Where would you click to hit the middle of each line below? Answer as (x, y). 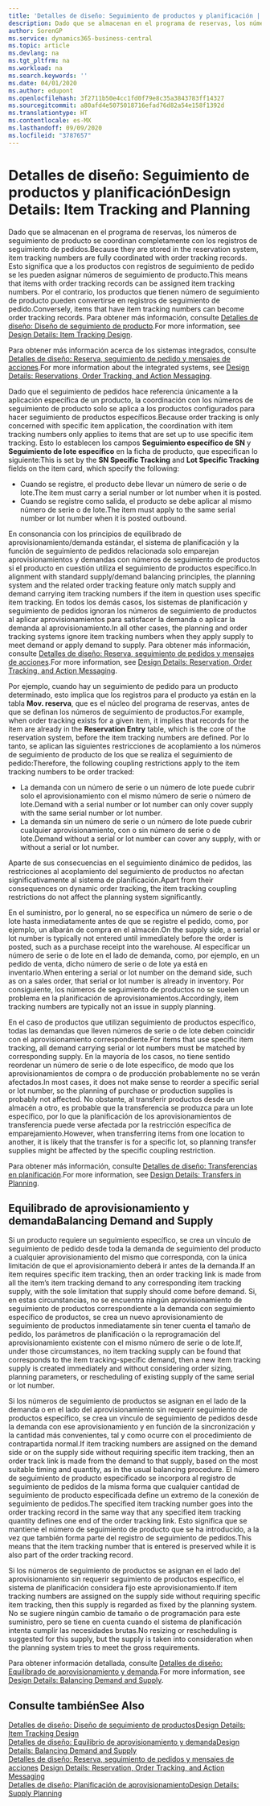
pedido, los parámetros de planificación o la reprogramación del (115, 1334)
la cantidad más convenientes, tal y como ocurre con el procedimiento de (130, 1435)
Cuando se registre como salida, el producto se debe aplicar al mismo (135, 501)
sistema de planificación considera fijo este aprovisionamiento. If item (123, 1588)
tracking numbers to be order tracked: (72, 771)
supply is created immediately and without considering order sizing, (121, 1368)
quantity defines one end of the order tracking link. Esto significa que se (128, 1521)
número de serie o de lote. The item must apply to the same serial (127, 509)
